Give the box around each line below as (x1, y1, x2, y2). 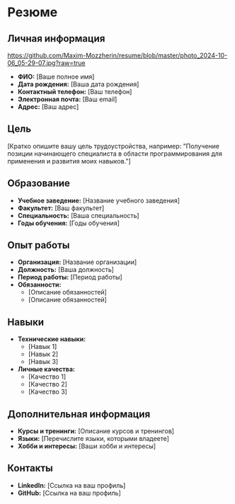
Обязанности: (17, 280, 62, 289)
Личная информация (7, 33, 105, 45)
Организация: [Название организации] (17, 258, 137, 266)
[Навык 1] (28, 343, 57, 351)
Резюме (7, 4, 58, 21)
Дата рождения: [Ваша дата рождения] (17, 80, 139, 88)
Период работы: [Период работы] (17, 273, 122, 282)
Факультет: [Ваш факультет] (17, 203, 105, 212)
